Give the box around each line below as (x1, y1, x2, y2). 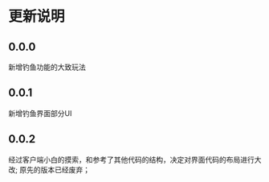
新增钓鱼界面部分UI (8, 108, 72, 118)
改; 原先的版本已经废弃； (8, 164, 91, 174)
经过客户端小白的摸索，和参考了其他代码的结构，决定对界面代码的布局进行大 (8, 155, 262, 164)
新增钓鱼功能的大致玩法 (8, 62, 86, 72)
